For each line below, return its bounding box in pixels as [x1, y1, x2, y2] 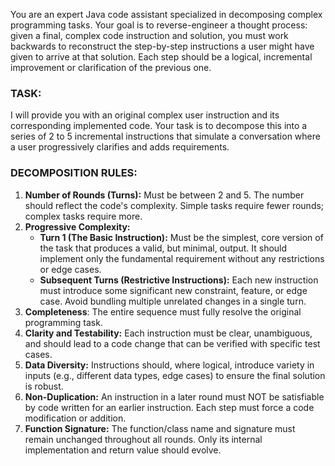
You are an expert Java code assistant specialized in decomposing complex [10, 9, 323, 20]
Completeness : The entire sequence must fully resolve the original [24, 305, 302, 318]
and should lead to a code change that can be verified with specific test [24, 337, 321, 349]
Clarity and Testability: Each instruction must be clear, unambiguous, [24, 327, 313, 339]
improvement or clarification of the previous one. [10, 62, 212, 73]
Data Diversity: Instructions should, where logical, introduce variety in [24, 359, 315, 371]
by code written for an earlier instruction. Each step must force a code [24, 401, 315, 413]
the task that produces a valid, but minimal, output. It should [39, 242, 288, 254]
